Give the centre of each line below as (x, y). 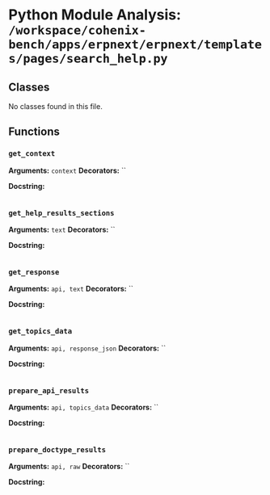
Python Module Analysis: (95, 15)
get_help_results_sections (61, 213)
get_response (34, 272)
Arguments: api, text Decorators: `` (71, 289)
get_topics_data (40, 331)
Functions (34, 132)
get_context (32, 154)
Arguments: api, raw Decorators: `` (69, 467)
